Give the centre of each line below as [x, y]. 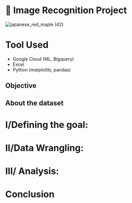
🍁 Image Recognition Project [66, 10]
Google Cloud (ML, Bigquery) [43, 59]
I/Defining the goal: [47, 125]
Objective [21, 86]
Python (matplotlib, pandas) [42, 70]
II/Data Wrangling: [44, 148]
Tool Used [27, 45]
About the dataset [35, 103]
